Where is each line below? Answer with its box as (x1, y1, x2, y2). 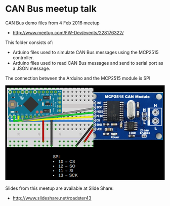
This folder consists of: (5, 39, 53, 46)
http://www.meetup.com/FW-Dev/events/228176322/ (12, 29, 124, 35)
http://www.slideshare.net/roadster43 (12, 195, 92, 201)
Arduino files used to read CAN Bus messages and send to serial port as (12, 60, 163, 66)
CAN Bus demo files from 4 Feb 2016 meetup (5, 20, 100, 26)
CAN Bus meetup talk (5, 3, 97, 15)
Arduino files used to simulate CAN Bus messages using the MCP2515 (12, 49, 159, 55)
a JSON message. (12, 65, 51, 71)
